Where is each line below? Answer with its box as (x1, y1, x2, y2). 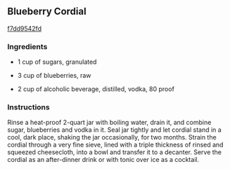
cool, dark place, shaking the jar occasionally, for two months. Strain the (7, 133, 217, 142)
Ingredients (7, 41, 48, 51)
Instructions (7, 102, 51, 112)
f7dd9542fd (7, 24, 42, 32)
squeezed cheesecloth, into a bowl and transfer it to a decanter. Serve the (7, 148, 222, 156)
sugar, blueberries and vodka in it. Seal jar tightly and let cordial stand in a (7, 126, 222, 134)
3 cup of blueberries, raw (17, 72, 91, 80)
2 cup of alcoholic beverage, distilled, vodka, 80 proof (17, 85, 174, 93)
